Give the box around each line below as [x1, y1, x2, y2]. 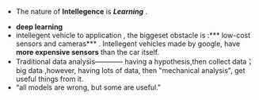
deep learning [15, 22, 63, 31]
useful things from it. [15, 75, 84, 83]
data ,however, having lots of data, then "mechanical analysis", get [28, 66, 246, 75]
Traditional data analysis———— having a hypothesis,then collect [15, 57, 231, 66]
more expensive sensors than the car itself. [15, 48, 160, 56]
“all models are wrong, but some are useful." [15, 83, 161, 92]
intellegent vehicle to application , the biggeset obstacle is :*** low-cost [15, 31, 251, 40]
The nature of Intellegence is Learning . [15, 7, 148, 16]
